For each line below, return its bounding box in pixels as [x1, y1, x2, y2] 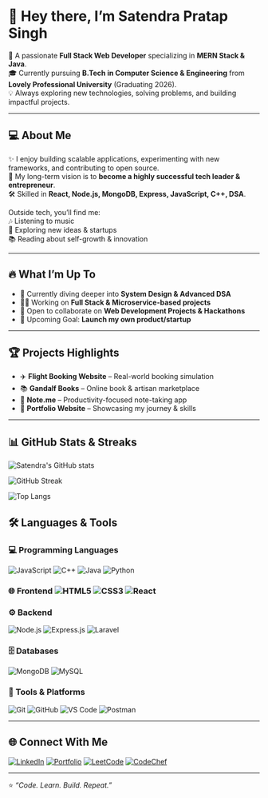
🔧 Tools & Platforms [8, 687, 85, 698]
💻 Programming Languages [8, 544, 119, 555]
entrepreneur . [8, 180, 56, 190]
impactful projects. [8, 97, 70, 106]
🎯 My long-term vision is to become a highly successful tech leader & [8, 171, 241, 181]
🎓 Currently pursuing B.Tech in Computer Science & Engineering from [8, 68, 245, 78]
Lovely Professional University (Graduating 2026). [8, 79, 177, 89]
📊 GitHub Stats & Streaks [8, 435, 137, 449]
